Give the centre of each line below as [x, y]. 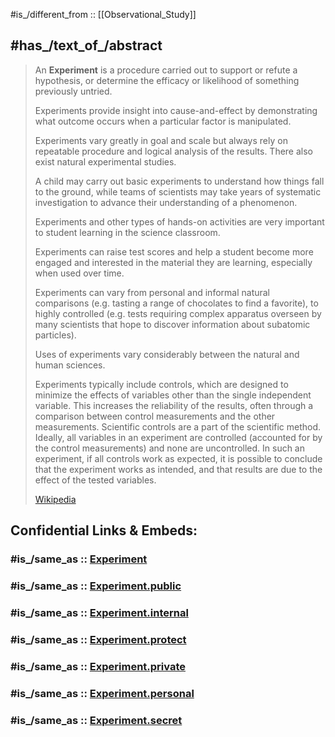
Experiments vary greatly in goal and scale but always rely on [161, 140]
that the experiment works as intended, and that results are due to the [178, 469]
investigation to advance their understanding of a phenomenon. [166, 202]
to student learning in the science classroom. [127, 232]
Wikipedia [55, 499]
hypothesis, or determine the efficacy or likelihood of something [167, 80]
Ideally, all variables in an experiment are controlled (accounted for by [178, 437]
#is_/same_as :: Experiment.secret [96, 720]
